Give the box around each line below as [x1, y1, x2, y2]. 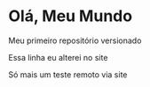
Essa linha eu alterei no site [8, 52, 108, 62]
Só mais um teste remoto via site [8, 69, 128, 80]
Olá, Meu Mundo [8, 6, 133, 26]
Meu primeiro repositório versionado [8, 35, 142, 46]
